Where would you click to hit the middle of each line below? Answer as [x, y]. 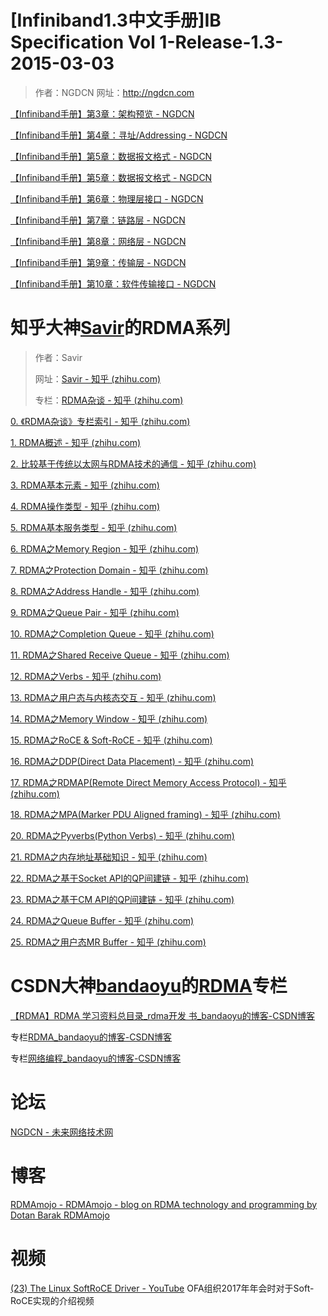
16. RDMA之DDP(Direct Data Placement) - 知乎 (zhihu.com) [132, 761]
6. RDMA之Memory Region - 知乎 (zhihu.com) [105, 548]
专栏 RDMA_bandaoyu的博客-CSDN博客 [91, 1037]
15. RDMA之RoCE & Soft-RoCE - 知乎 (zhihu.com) [111, 740]
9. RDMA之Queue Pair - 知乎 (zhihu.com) [95, 612]
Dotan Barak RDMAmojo [60, 1215]
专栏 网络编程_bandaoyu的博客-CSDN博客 [96, 1058]
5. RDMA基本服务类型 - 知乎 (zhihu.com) [94, 527]
